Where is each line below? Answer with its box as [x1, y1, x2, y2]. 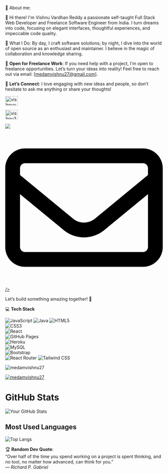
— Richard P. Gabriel [5, 464, 48, 470]
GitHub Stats [5, 392, 59, 403]
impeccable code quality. [5, 31, 57, 36]
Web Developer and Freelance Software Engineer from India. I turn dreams [5, 20, 159, 26]
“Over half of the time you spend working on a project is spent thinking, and [5, 453, 161, 459]
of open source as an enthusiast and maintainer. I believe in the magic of [5, 46, 155, 51]
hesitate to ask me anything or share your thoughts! [5, 86, 111, 92]
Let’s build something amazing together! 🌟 [5, 296, 92, 302]
